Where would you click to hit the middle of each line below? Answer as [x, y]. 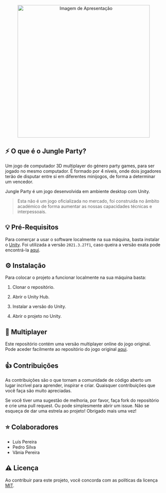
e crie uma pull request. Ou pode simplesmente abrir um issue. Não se [77, 406]
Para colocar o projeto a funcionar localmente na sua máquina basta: [76, 277]
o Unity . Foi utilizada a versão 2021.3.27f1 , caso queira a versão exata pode [83, 245]
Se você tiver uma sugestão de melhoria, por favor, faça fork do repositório [82, 400]
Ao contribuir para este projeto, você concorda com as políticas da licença [82, 480]
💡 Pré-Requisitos [32, 227]
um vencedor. [19, 182]
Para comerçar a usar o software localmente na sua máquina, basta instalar [83, 239]
